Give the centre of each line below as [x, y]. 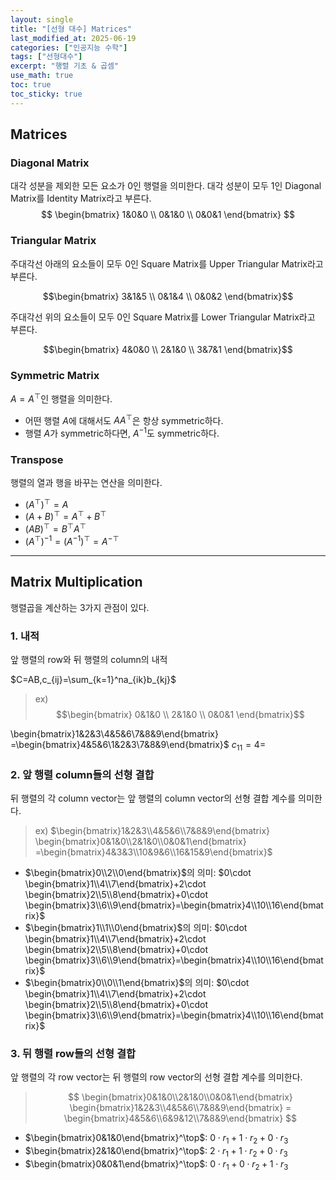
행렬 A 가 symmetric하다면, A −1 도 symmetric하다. [122, 432]
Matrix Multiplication [76, 582]
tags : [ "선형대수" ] [46, 57]
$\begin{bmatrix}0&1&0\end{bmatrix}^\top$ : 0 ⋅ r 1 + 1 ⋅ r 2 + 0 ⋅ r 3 [156, 1139]
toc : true [31, 85]
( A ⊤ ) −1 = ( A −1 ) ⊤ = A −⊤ [72, 540]
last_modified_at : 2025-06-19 [73, 38]
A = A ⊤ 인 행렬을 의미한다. [61, 398]
